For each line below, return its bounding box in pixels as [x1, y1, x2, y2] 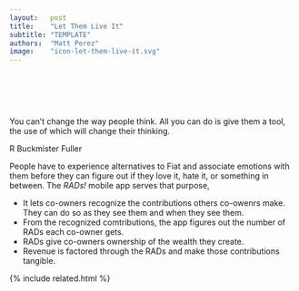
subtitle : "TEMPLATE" [9, 30, 92, 39]
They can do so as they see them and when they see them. [22, 208, 244, 218]
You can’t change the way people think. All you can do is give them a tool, [9, 116, 286, 127]
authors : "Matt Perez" [9, 38, 100, 48]
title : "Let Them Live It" [9, 22, 125, 31]
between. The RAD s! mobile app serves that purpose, [9, 180, 211, 191]
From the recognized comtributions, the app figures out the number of [22, 217, 286, 228]
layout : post [9, 13, 67, 23]
